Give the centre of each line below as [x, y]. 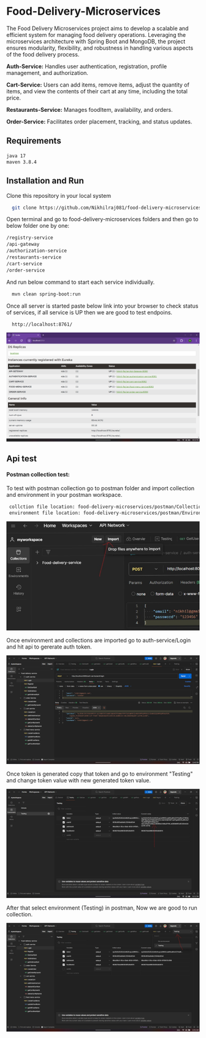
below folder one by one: [38, 226]
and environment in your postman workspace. [64, 494]
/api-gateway [23, 244]
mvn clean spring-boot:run [46, 294]
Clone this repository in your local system [59, 195]
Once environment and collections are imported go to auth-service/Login [99, 640]
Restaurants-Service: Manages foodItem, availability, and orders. [90, 109]
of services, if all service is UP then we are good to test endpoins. [90, 312]
